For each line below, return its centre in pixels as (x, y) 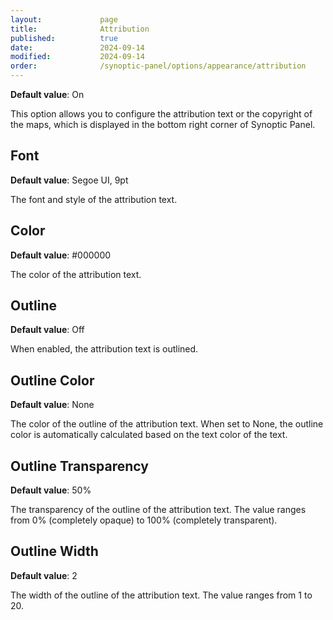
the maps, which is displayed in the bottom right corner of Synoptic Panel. (163, 124)
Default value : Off (47, 330)
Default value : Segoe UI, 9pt (69, 180)
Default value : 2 (44, 575)
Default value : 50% (51, 490)
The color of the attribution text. (76, 274)
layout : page (64, 19)
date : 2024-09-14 (77, 47)
